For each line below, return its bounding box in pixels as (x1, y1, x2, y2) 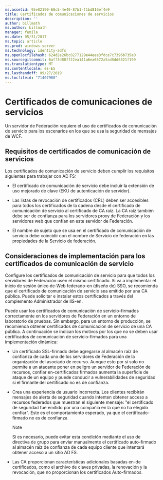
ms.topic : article (5, 39, 42, 44)
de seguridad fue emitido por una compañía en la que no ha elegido (12, 405, 148, 411)
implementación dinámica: (5, 339, 58, 345)
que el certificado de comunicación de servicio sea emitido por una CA (5, 288, 147, 294)
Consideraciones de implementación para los (5, 252, 145, 260)
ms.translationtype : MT (5, 62, 54, 66)
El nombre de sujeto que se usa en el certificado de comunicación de (12, 228, 151, 233)
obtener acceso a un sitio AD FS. (12, 450, 78, 456)
